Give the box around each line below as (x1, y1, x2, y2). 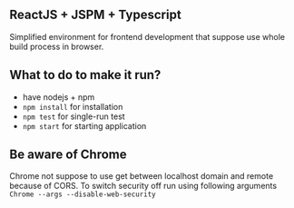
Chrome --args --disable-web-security (9, 190, 156, 199)
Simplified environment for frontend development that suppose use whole (9, 31, 286, 42)
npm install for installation (22, 101, 123, 112)
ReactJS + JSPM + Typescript (9, 7, 181, 23)
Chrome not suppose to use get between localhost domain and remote (9, 171, 274, 182)
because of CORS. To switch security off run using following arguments (9, 181, 278, 192)
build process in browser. (9, 41, 104, 52)
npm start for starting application (22, 120, 147, 131)
